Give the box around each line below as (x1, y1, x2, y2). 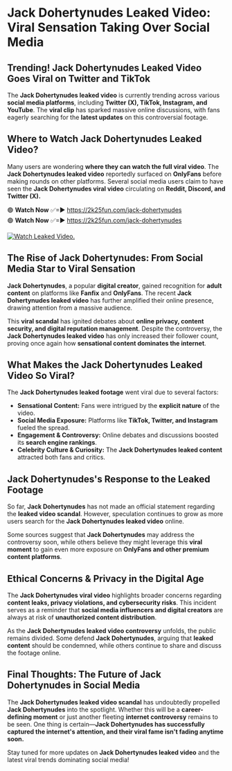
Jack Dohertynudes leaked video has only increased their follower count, (7, 331, 220, 340)
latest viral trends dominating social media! (7, 755, 130, 763)
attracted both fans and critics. (17, 453, 106, 461)
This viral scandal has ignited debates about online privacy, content (7, 317, 204, 325)
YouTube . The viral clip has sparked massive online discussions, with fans (7, 106, 220, 114)
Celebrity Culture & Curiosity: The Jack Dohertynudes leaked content (17, 445, 223, 454)
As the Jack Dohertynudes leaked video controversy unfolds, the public (7, 627, 217, 635)
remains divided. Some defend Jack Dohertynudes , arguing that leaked (7, 634, 213, 642)
